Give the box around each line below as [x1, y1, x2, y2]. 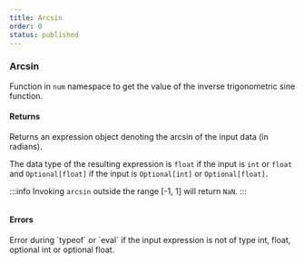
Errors [9, 214, 34, 225]
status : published [9, 30, 79, 39]
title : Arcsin [9, 13, 64, 23]
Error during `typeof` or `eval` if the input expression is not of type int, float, [9, 235, 291, 246]
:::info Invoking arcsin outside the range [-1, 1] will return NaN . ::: [9, 185, 247, 196]
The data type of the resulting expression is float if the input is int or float [9, 158, 292, 169]
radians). [9, 141, 43, 152]
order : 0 [9, 22, 43, 31]
